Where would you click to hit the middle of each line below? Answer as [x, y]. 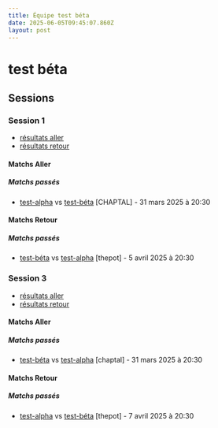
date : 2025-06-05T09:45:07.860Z [61, 23]
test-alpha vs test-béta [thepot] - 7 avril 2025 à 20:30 [107, 415]
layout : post [30, 30]
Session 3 [28, 278]
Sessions [31, 98]
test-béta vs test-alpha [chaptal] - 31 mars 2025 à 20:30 [111, 360]
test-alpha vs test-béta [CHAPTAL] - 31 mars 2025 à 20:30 [115, 202]
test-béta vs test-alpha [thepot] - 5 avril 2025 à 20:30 [107, 258]
